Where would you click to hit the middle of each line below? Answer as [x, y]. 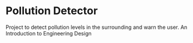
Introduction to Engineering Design [49, 33]
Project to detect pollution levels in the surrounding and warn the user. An [96, 27]
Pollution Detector [52, 11]
